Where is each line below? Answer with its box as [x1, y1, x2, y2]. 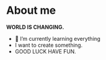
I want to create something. [14, 41, 83, 49]
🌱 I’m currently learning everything [14, 35, 101, 42]
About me [6, 4, 56, 17]
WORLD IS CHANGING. [6, 23, 65, 31]
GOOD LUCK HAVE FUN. [14, 47, 76, 55]
